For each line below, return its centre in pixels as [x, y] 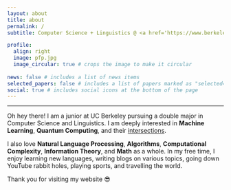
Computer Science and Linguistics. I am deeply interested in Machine [106, 123]
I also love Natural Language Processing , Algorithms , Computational [107, 144]
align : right [32, 52]
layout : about [27, 13]
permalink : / [26, 26]
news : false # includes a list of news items [73, 77]
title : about [26, 20]
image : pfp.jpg [35, 58]
